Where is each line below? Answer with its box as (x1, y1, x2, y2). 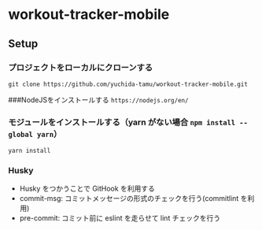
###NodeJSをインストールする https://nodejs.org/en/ (8, 95, 189, 104)
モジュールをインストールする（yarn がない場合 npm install (8, 117, 236, 128)
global (8, 130, 34, 139)
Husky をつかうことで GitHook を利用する (19, 184, 156, 194)
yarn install (8, 147, 51, 155)
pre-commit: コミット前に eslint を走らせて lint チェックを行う (19, 213, 221, 223)
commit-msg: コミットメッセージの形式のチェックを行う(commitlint (19, 194, 239, 203)
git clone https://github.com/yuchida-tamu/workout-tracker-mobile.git (8, 80, 248, 88)
